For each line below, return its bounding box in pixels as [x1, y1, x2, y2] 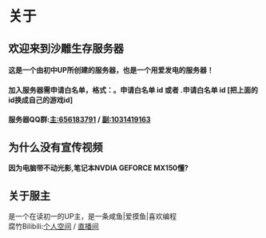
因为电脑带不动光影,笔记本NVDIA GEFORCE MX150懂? [8, 163, 189, 173]
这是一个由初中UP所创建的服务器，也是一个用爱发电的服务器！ [8, 65, 214, 75]
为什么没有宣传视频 [8, 141, 103, 154]
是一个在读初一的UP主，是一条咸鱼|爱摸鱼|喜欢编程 [8, 211, 177, 220]
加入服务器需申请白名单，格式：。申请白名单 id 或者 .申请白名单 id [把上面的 [8, 85, 258, 94]
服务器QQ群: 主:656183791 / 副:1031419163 [8, 115, 151, 125]
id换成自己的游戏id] [8, 95, 73, 105]
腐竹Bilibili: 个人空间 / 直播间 [8, 221, 100, 231]
